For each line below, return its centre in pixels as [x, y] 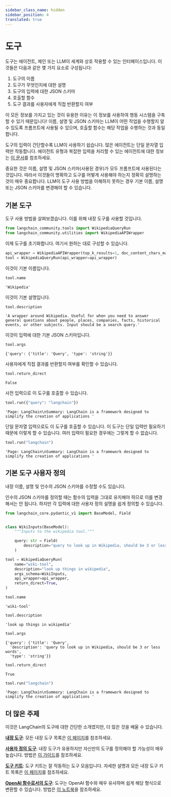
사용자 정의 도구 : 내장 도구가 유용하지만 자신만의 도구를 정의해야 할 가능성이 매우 [84, 749]
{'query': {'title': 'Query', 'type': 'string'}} [59, 354]
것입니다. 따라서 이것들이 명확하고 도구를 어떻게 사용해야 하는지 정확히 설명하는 [83, 175]
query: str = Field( [36, 541]
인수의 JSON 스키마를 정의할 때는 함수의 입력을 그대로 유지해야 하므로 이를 [79, 497]
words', [13, 652]
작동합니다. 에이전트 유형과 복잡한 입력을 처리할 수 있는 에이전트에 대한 [84, 152]
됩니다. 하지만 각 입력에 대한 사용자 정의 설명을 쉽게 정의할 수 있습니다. [94, 504]
